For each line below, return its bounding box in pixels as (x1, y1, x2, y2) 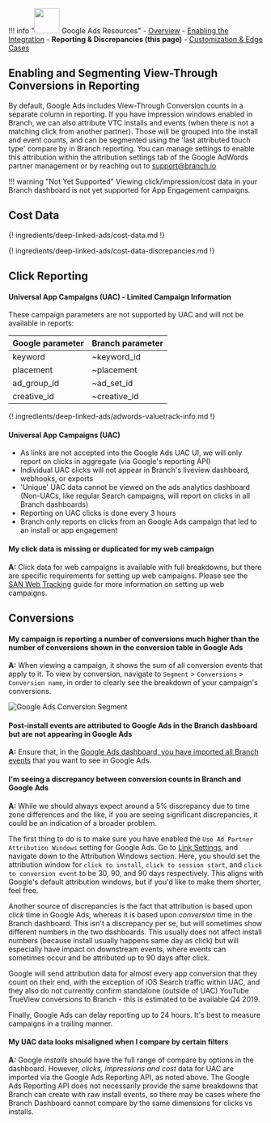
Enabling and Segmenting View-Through (8, 66, 218, 80)
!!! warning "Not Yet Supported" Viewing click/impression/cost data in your (8, 177, 258, 186)
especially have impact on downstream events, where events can (8, 944, 227, 954)
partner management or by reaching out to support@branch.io (8, 160, 217, 170)
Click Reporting (8, 270, 89, 283)
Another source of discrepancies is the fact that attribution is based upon (8, 901, 252, 911)
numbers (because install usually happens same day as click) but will (8, 935, 239, 945)
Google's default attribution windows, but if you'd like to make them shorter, (8, 877, 261, 887)
